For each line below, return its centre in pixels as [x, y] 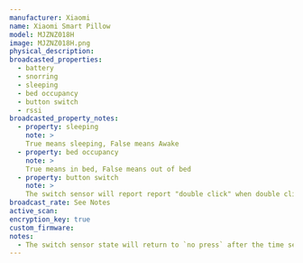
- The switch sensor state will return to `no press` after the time [151, 245]
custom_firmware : [42, 228]
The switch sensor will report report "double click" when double [153, 194]
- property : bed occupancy [68, 152]
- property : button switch [68, 177]
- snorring [38, 77]
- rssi [30, 110]
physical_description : [52, 52]
